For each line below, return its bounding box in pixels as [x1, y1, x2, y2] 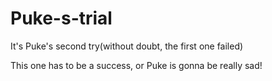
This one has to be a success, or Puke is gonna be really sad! [10, 59, 263, 71]
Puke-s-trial [10, 7, 113, 30]
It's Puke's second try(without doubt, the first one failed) [10, 40, 244, 52]
